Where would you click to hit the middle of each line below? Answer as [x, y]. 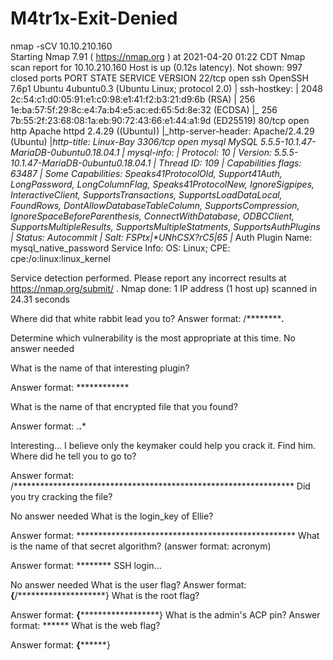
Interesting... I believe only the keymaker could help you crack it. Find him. [163, 445]
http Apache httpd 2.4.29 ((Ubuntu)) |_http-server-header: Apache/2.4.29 [162, 131]
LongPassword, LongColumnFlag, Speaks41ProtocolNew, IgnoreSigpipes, [162, 184]
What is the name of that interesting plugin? [100, 368]
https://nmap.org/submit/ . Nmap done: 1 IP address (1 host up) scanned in [164, 288]
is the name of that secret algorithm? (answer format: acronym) [141, 546]
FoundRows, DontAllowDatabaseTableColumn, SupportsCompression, [155, 205]
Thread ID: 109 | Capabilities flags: [230, 163]
